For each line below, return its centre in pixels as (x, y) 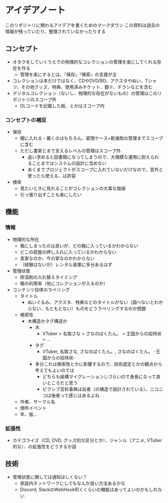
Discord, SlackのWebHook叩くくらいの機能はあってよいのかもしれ (89, 489)
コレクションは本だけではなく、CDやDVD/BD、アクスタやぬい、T (80, 80)
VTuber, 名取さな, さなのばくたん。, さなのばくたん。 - (99, 351)
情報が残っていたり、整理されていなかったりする (56, 31)
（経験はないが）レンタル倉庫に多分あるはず (66, 265)
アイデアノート (36, 10)
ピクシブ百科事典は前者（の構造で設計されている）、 (96, 389)
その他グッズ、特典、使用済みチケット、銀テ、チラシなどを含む (87, 87)
